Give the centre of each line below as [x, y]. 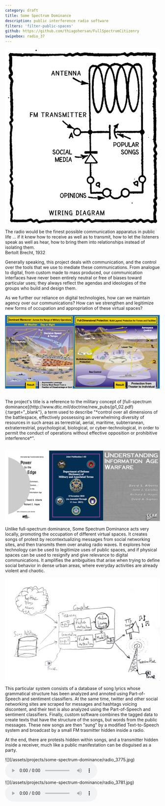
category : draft [22, 10]
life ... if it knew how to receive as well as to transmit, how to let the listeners [82, 237]
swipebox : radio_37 [25, 36]
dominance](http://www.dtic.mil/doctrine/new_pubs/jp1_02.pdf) [69, 407]
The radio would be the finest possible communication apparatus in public [80, 232]
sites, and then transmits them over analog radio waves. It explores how [78, 545]
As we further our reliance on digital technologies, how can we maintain [78, 298]
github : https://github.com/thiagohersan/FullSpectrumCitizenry [72, 31]
